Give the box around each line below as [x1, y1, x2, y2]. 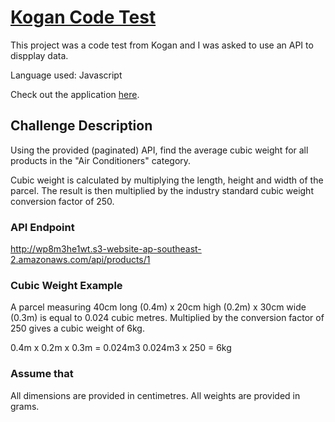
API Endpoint [10, 220, 75, 234]
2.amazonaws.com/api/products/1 [10, 254, 151, 266]
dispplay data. [10, 49, 69, 61]
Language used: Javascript [10, 69, 123, 81]
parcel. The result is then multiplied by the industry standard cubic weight [10, 184, 314, 196]
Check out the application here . [10, 88, 140, 100]
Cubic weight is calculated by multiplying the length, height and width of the [10, 174, 324, 186]
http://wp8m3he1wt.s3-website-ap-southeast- [10, 243, 202, 255]
